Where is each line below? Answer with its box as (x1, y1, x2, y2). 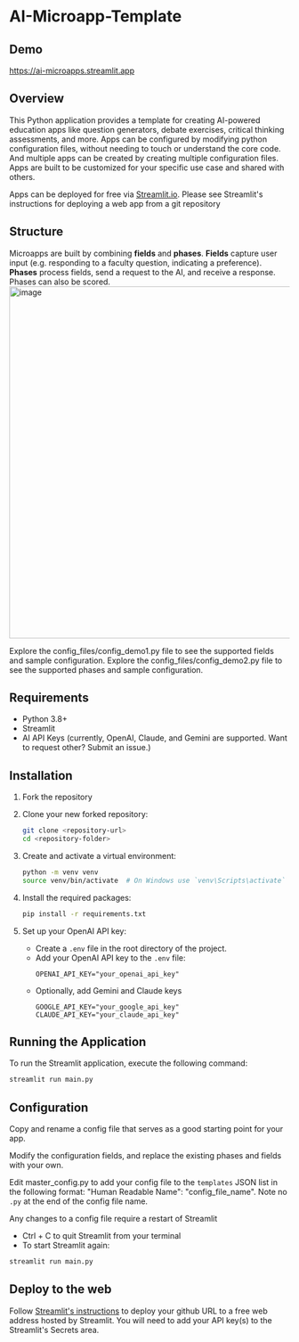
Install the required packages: (21, 892, 132, 903)
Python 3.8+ (21, 714, 69, 724)
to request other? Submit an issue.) (21, 742, 151, 753)
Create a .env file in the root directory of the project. (35, 943, 227, 953)
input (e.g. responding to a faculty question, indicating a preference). (9, 257, 263, 268)
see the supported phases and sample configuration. (9, 664, 204, 675)
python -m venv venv (21, 868, 99, 877)
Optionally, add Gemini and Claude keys (35, 985, 182, 995)
